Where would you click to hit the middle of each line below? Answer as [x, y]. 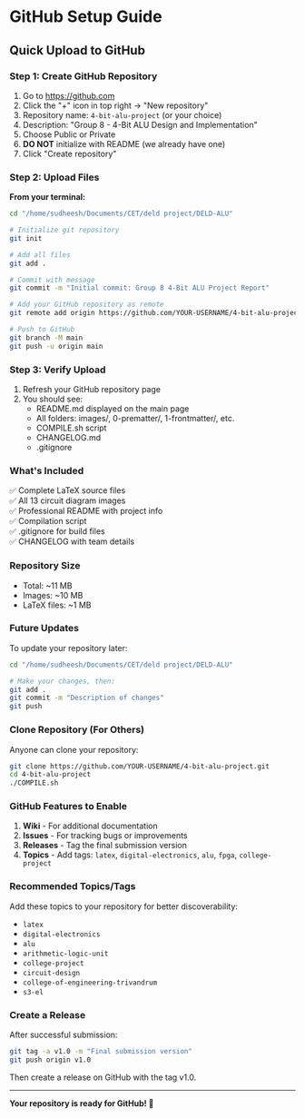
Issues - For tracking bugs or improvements [105, 836]
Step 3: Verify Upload [58, 370]
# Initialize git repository [64, 230]
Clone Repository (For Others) [77, 730]
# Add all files [40, 255]
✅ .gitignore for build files [58, 531]
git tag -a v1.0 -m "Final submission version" [101, 1052]
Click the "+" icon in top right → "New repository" [115, 105]
